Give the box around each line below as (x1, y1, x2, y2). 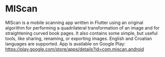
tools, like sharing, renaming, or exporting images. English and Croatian (5, 35, 152, 41)
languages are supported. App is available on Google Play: (5, 40, 126, 46)
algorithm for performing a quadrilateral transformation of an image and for (5, 24, 160, 30)
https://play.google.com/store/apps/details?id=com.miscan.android (5, 46, 144, 52)
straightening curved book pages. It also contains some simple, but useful (5, 30, 158, 36)
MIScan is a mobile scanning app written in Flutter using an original (5, 19, 143, 25)
